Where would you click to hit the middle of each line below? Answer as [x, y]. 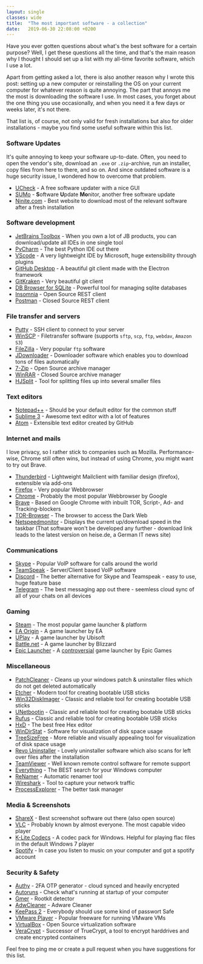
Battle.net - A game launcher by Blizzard [65, 644]
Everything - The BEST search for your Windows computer [88, 770]
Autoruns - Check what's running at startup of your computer [92, 892]
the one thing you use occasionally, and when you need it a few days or [96, 103]
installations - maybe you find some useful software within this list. [89, 127]
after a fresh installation [45, 207]
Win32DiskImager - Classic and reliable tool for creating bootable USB [103, 699]
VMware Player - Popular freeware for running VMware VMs [90, 918]
